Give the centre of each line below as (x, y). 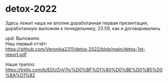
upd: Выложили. (23, 38)
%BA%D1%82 (20, 75)
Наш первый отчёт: (26, 43)
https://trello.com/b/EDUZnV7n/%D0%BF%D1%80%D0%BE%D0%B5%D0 (84, 70)
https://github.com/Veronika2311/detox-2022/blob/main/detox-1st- (75, 49)
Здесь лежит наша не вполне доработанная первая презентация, (77, 23)
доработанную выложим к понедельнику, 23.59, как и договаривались (83, 28)
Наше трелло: (20, 64)
